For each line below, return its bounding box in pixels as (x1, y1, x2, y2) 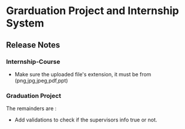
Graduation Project (6, 91, 62, 100)
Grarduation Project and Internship (6, 4, 179, 18)
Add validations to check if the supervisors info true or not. (14, 116, 157, 124)
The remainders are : (6, 105, 57, 112)
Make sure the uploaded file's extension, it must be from (14, 70, 152, 77)
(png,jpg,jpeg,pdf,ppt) (14, 77, 69, 84)
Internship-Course (6, 57, 60, 66)
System (6, 16, 45, 30)
